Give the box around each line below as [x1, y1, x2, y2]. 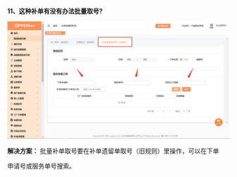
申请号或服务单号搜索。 [7, 161, 75, 170]
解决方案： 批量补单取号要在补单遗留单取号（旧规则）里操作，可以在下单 [7, 147, 219, 155]
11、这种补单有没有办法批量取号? [7, 7, 103, 15]
